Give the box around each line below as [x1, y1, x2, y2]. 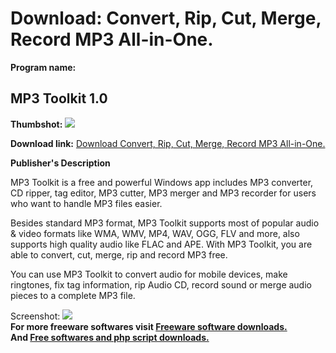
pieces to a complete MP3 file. [10, 289, 136, 301]
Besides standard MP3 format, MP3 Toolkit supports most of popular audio [10, 217, 320, 229]
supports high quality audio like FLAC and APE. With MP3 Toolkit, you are [10, 238, 313, 250]
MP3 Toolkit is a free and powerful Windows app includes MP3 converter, [10, 176, 314, 188]
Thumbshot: [10, 118, 63, 130]
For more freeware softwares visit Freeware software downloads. [10, 320, 288, 332]
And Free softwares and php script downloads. [10, 331, 210, 343]
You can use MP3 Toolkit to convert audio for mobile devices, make [10, 268, 288, 280]
